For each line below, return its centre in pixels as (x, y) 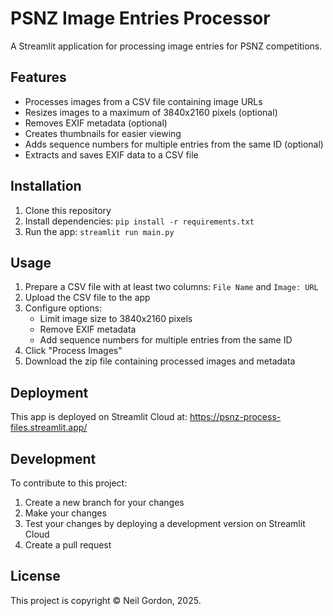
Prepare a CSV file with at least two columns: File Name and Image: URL (171, 287)
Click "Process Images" (73, 351)
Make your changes (65, 513)
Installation (46, 186)
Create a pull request (68, 545)
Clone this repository (68, 210)
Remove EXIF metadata (88, 329)
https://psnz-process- (235, 417)
